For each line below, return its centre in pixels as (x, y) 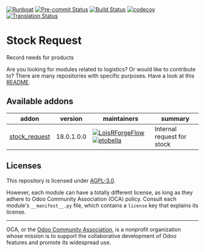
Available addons (40, 102)
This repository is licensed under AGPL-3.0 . (61, 181)
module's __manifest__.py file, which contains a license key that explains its (103, 205)
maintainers (120, 118)
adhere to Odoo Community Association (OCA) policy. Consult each (92, 199)
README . (18, 82)
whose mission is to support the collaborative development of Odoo (92, 236)
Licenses (24, 166)
